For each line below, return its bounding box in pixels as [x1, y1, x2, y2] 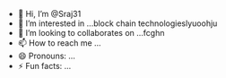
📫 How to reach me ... [17, 38, 101, 48]
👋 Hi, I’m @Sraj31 [17, 9, 82, 19]
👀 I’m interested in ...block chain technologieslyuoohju [17, 18, 218, 29]
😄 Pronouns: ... [17, 50, 76, 61]
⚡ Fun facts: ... [17, 61, 72, 71]
